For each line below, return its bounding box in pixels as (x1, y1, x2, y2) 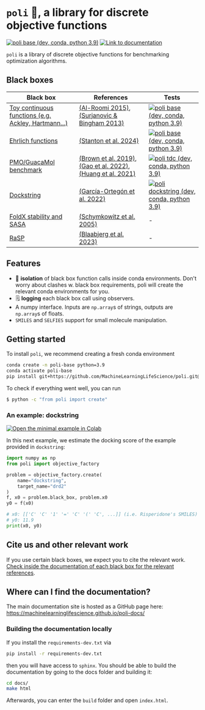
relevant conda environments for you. (15, 287, 110, 295)
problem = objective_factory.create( (6, 472, 103, 478)
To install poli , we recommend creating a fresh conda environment (6, 350, 175, 358)
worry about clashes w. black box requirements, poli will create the (15, 281, 184, 289)
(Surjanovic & (79, 111, 118, 119)
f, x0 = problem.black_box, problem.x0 (6, 494, 108, 501)
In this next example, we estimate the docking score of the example (6, 437, 176, 444)
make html (6, 685, 32, 692)
